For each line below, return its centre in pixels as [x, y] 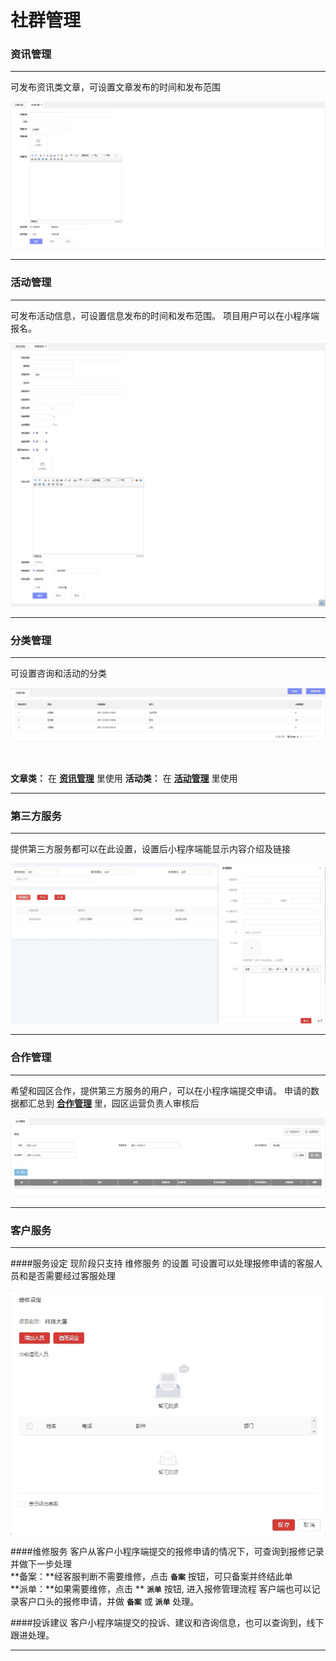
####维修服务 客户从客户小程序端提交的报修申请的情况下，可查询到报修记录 [167, 1551]
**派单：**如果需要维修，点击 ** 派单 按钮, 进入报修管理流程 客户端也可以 [161, 1588]
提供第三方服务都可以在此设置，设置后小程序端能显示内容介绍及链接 [150, 849]
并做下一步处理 [41, 1563]
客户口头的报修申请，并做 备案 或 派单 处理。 [109, 1601]
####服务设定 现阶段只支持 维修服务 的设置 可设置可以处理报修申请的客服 [162, 1263]
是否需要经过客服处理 [71, 1275]
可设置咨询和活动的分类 [58, 673]
